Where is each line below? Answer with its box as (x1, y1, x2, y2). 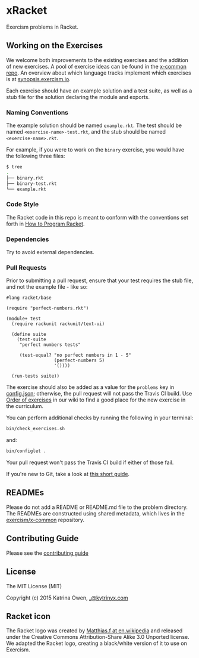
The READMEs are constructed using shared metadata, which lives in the (6, 509, 185, 517)
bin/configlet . (6, 448, 46, 454)
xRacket (6, 4, 48, 17)
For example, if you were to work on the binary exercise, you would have (6, 146, 185, 153)
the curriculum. (6, 403, 43, 410)
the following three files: (6, 153, 65, 160)
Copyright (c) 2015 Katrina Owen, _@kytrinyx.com (6, 594, 128, 601)
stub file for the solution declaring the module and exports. (6, 93, 150, 100)
